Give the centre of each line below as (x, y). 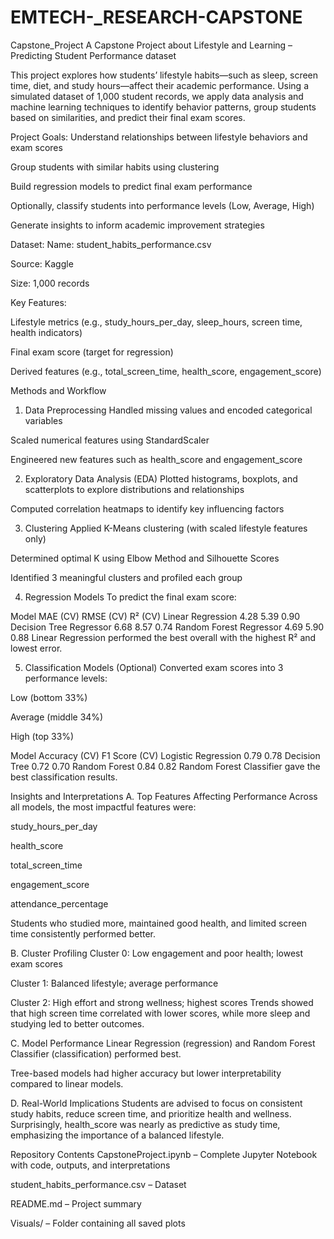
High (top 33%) (42, 736)
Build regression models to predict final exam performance (131, 186)
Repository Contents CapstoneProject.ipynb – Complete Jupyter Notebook (164, 1154)
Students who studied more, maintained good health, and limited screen (158, 923)
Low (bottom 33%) (49, 697)
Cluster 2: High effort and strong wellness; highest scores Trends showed (162, 1002)
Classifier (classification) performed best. (96, 1053)
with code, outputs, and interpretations (90, 1165)
